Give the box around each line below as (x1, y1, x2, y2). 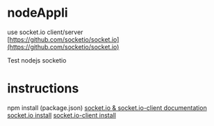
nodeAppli (7, 5, 68, 21)
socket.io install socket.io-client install (7, 111, 117, 119)
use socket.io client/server (7, 28, 83, 36)
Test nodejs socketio (7, 56, 67, 64)
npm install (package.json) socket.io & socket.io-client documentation (7, 103, 207, 112)
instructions (7, 81, 79, 97)
